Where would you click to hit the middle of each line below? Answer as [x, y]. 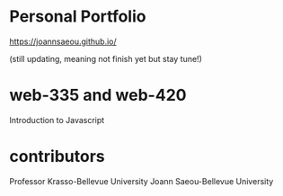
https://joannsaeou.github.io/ [63, 41]
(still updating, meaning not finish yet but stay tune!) [106, 58]
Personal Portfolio [78, 17]
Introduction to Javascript [57, 120]
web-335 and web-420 [98, 95]
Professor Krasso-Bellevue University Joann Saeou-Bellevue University [141, 181]
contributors [57, 157]
